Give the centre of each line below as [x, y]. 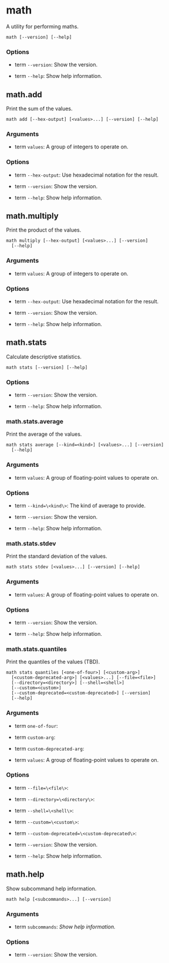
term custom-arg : [35, 737]
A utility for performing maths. [43, 26]
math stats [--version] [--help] [47, 367]
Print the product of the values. [44, 230]
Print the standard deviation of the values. [57, 556]
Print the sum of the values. [39, 108]
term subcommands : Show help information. [65, 927]
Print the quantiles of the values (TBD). [53, 662]
